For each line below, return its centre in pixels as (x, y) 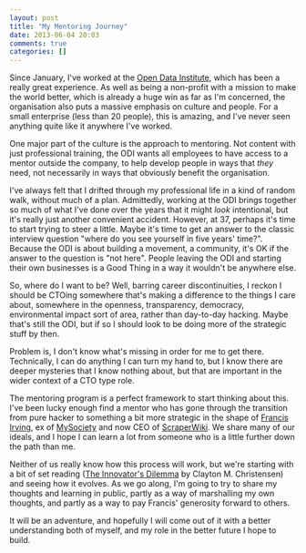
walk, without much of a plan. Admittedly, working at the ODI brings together (153, 200)
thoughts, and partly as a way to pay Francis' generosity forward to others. (150, 503)
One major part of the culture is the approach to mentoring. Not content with (153, 144)
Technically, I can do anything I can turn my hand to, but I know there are (146, 362)
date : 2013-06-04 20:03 (55, 35)
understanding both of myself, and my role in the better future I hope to (143, 530)
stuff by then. (35, 334)
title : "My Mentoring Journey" (69, 26)
